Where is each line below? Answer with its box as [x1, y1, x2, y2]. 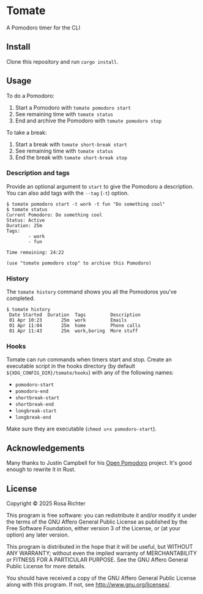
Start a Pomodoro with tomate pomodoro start [15, 103, 131, 111]
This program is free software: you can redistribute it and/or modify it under [6, 512, 197, 519]
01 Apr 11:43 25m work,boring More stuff [9, 328, 138, 334]
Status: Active [6, 217, 45, 224]
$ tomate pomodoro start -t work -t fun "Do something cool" [6, 201, 166, 207]
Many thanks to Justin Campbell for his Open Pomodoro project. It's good [6, 459, 192, 467]
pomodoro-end [15, 388, 49, 395]
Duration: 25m [6, 222, 43, 228]
